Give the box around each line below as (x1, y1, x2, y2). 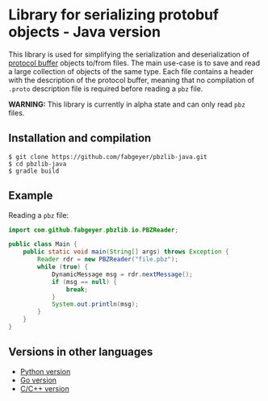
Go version (19, 375, 57, 385)
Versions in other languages (8, 345, 153, 359)
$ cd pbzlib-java (8, 160, 67, 168)
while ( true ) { (37, 263, 89, 271)
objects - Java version (8, 23, 161, 41)
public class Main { (8, 240, 78, 249)
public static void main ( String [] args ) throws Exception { (23, 248, 229, 256)
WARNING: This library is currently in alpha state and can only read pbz (8, 99, 246, 109)
